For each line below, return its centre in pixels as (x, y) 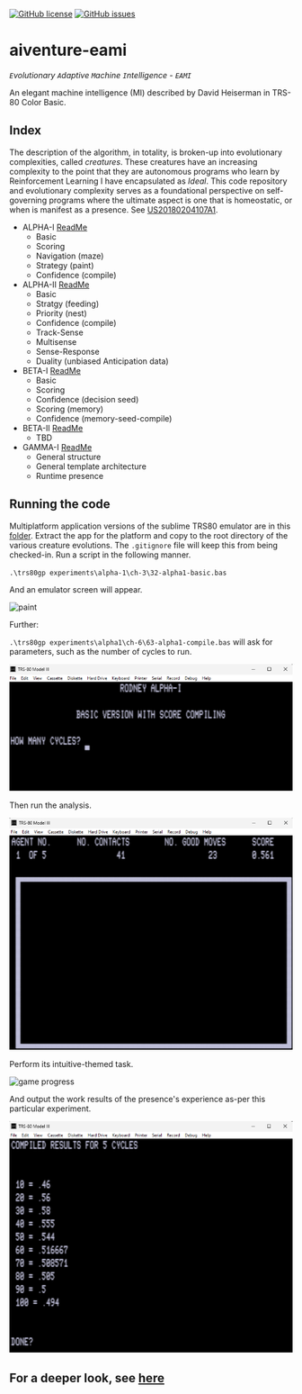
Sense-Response (68, 351)
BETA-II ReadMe (53, 428)
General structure (68, 457)
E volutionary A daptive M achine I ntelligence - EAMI (100, 75)
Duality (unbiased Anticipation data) (102, 361)
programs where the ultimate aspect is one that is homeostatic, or (171, 200)
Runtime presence (70, 475)
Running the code (60, 504)
